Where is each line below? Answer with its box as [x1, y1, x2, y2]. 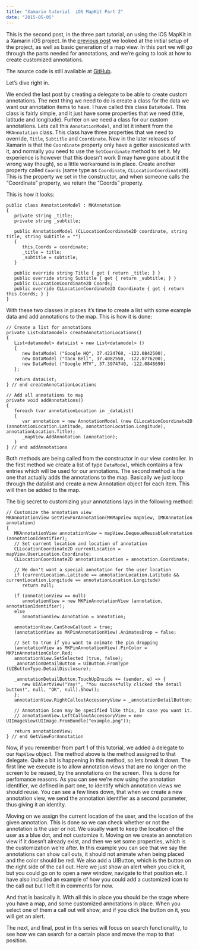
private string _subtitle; [14, 218, 81, 224]
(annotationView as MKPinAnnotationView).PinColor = [14, 644, 147, 651]
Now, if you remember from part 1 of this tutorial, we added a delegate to [6, 744, 184, 751]
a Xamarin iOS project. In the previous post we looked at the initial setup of [6, 37, 189, 44]
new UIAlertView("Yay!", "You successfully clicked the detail [21, 681, 182, 687]
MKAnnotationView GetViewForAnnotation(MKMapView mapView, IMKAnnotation [6, 515, 193, 521]
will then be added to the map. [6, 486, 81, 493]
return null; [21, 582, 55, 588]
